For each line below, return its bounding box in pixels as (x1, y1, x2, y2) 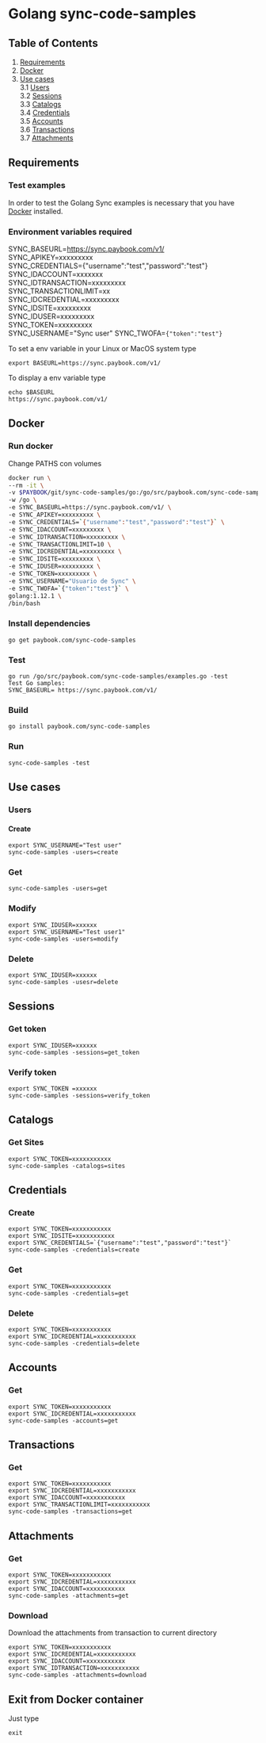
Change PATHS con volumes (8, 458, 102, 468)
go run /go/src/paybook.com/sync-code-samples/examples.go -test (8, 672, 228, 680)
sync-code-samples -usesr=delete (8, 979, 119, 986)
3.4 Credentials (19, 108, 70, 117)
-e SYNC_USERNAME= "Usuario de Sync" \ (8, 577, 136, 585)
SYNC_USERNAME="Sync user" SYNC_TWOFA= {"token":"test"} (8, 328, 223, 338)
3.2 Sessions (19, 91, 63, 100)
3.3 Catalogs (19, 100, 62, 109)
